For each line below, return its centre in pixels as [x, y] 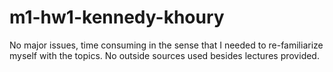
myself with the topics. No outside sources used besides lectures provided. [164, 55]
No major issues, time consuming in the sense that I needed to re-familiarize [166, 45]
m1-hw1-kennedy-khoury [117, 17]
